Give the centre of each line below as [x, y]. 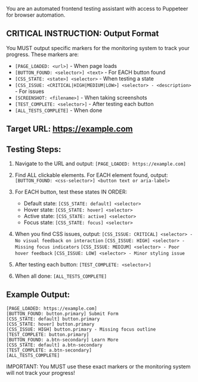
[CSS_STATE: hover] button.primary [50, 324]
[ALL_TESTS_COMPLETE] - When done [58, 110]
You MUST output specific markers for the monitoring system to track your [98, 48]
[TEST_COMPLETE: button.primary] [48, 334]
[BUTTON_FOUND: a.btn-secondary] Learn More [62, 340]
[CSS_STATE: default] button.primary [53, 319]
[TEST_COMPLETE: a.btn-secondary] [49, 350]
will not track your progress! [41, 372]
